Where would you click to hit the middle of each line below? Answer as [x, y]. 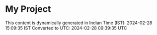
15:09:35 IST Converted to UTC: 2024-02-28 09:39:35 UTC [66, 28]
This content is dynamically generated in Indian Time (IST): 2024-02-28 [79, 23]
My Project [28, 9]
